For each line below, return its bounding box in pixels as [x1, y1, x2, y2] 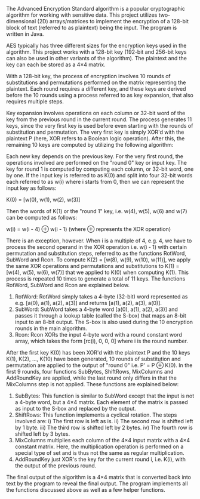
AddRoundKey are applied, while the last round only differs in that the [6, 374, 177, 381]
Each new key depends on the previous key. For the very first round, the [6, 153, 184, 160]
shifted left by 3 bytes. [14, 430, 70, 438]
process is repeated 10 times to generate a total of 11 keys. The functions [6, 275, 186, 282]
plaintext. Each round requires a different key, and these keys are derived [6, 85, 186, 92]
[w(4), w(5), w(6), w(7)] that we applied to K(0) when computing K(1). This [6, 269, 189, 276]
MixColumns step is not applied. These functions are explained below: [6, 381, 179, 387]
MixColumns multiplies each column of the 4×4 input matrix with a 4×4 [14, 437, 190, 443]
